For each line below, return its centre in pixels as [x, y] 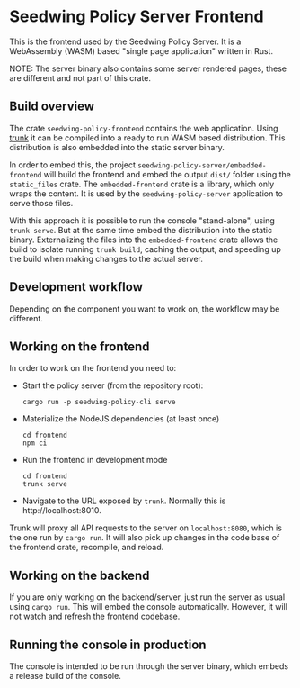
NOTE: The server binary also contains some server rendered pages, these [148, 68]
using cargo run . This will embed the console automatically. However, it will [148, 607]
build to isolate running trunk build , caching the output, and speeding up [145, 249]
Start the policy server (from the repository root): [113, 385]
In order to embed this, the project [73, 165]
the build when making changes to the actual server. [106, 258]
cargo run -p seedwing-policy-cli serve [99, 403]
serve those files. [41, 203]
